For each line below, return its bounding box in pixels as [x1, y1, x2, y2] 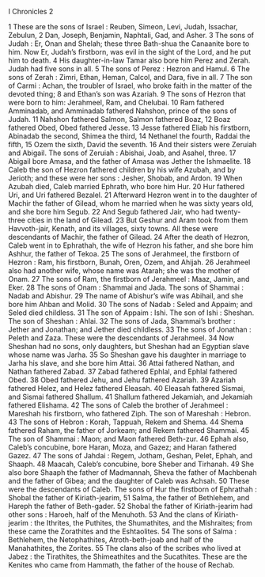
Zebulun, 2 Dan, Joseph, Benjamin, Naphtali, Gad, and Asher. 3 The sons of [8, 31, 255, 40]
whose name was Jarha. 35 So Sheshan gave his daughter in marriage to [8, 350, 247, 359]
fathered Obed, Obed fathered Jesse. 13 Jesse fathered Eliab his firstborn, [8, 123, 252, 132]
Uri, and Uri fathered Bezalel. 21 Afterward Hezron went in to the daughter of [8, 190, 258, 199]
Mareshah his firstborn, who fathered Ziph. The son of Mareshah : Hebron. [8, 409, 252, 418]
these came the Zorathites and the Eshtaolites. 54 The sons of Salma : [8, 526, 237, 536]
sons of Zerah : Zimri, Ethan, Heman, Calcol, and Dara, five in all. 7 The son [8, 73, 253, 82]
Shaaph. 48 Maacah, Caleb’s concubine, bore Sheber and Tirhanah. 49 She [8, 459, 255, 469]
